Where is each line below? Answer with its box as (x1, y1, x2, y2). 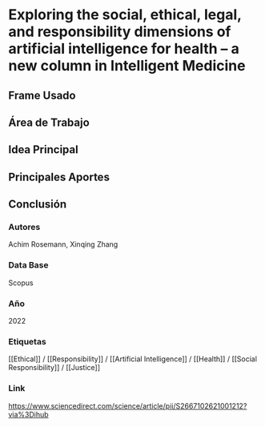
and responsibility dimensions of (8, 22, 231, 41)
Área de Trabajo (8, 115, 90, 129)
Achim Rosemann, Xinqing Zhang (8, 240, 118, 249)
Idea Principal (8, 143, 78, 157)
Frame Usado (8, 88, 76, 102)
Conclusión (8, 198, 67, 211)
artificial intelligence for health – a (8, 40, 240, 58)
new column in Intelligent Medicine (8, 57, 246, 75)
